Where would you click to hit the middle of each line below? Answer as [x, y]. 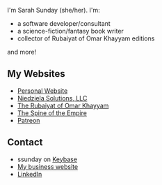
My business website [48, 166]
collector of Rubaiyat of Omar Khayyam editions [86, 38]
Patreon [29, 120]
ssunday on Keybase [47, 159]
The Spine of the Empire [52, 113]
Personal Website [42, 91]
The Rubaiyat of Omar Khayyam [63, 105]
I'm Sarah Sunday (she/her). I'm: [54, 10]
